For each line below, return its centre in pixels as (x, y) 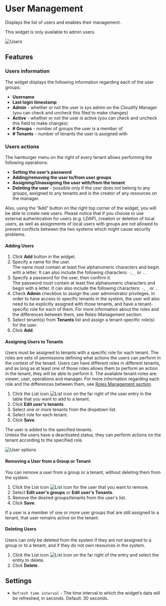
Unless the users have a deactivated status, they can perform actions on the (83, 435)
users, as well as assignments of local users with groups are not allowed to (82, 224)
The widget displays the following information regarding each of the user (80, 82)
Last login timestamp (34, 102)
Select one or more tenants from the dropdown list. (64, 409)
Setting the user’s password (42, 172)
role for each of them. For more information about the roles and (94, 309)
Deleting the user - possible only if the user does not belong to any (81, 188)
